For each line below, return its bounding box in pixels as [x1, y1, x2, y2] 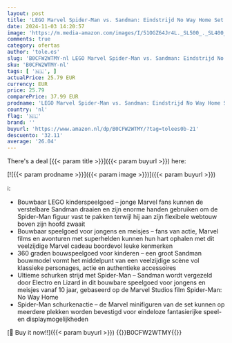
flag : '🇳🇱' [7, 112, 41, 119]
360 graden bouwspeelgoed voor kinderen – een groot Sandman [17, 249, 202, 258]
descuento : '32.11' [7, 132, 64, 138]
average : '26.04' [7, 138, 57, 145]
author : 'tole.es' [7, 49, 60, 56]
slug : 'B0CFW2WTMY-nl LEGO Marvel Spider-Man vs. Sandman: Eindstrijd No [7, 55, 224, 62]
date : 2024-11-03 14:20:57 [7, 23, 85, 30]
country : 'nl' [7, 106, 48, 113]
